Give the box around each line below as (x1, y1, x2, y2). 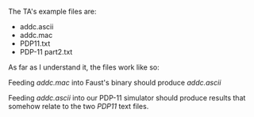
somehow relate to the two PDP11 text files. (8, 102, 149, 111)
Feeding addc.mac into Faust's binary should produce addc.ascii (8, 78, 221, 87)
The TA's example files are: (8, 7, 97, 16)
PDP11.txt (19, 39, 51, 48)
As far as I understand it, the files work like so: (8, 62, 160, 72)
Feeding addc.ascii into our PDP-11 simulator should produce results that (8, 93, 246, 102)
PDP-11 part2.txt (19, 47, 73, 56)
